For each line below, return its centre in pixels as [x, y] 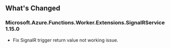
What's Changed [33, 8]
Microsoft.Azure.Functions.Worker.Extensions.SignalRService [85, 23]
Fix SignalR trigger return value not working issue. [66, 40]
